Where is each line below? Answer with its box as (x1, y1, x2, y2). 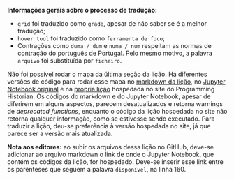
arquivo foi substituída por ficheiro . (17, 57, 122, 65)
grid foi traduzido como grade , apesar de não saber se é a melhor (17, 20, 207, 27)
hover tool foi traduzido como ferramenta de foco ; (17, 34, 166, 43)
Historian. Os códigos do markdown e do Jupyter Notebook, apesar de (7, 92, 211, 100)
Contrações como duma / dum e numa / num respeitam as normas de (17, 42, 212, 50)
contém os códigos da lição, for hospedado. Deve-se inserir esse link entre (7, 158, 224, 166)
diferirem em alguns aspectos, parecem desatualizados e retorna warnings (7, 100, 224, 107)
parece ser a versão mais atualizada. (7, 129, 113, 137)
